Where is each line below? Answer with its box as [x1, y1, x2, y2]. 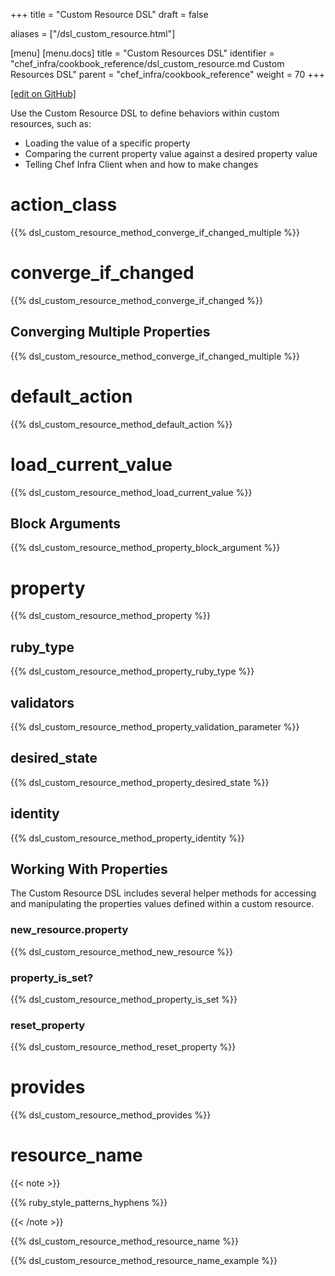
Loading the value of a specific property [24, 137, 191, 149]
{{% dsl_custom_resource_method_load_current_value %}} [10, 486, 253, 498]
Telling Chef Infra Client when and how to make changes [24, 159, 259, 170]
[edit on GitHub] [10, 88, 77, 99]
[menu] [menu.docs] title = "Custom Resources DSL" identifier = [10, 47, 275, 59]
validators [10, 694, 75, 711]
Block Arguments [10, 515, 122, 532]
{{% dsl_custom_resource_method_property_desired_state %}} [10, 776, 270, 788]
